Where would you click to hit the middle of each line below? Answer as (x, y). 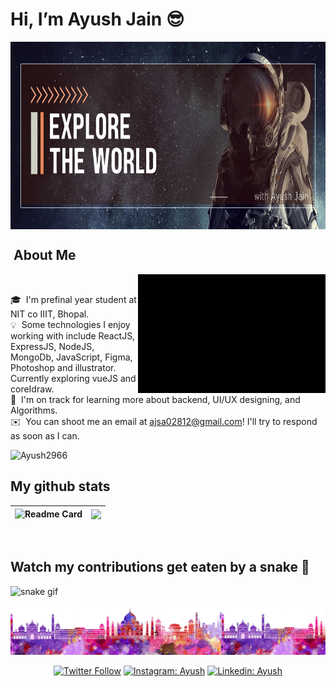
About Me (45, 255)
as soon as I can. (45, 435)
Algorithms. (34, 410)
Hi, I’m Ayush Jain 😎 (97, 19)
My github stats (60, 486)
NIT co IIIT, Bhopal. (50, 314)
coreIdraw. (32, 389)
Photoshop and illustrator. (63, 367)
